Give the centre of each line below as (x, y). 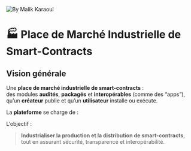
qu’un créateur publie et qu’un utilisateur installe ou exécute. (82, 101)
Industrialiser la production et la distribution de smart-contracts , (103, 135)
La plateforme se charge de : (43, 112)
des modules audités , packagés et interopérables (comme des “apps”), (96, 94)
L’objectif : (19, 124)
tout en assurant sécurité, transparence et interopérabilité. (93, 142)
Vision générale (36, 73)
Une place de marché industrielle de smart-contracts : (75, 88)
